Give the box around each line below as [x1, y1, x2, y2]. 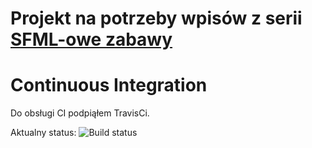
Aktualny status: [10, 127, 77, 139]
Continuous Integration [10, 74, 208, 97]
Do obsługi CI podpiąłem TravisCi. [10, 107, 150, 119]
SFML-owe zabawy [10, 28, 173, 51]
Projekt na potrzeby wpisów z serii [10, 7, 303, 30]
